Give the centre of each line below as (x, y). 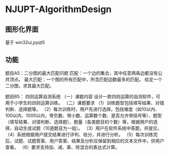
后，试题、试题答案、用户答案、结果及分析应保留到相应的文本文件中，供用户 (85, 141)
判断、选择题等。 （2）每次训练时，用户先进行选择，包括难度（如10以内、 (82, 109)
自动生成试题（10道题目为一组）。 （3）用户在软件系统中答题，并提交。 (88, 128)
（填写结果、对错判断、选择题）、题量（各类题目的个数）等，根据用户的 (79, 122)
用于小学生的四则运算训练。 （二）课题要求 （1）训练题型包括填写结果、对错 (85, 103)
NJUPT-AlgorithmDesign (59, 9)
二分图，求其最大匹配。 (30, 86)
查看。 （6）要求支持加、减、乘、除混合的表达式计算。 (63, 147)
